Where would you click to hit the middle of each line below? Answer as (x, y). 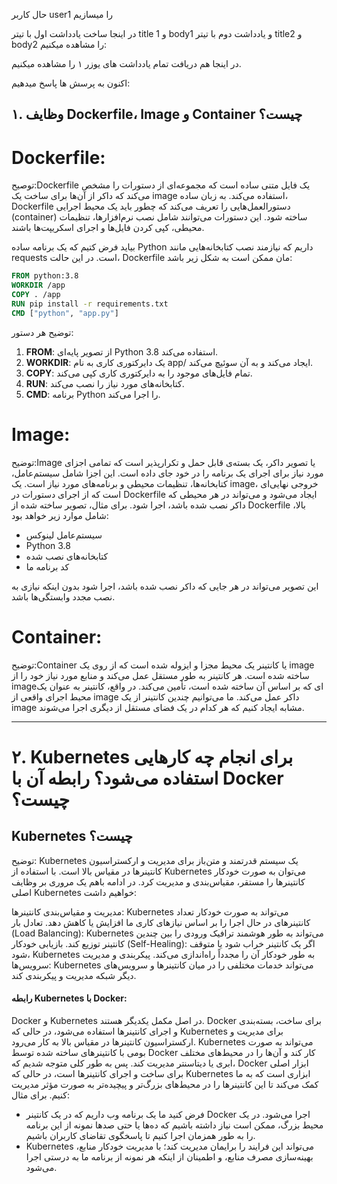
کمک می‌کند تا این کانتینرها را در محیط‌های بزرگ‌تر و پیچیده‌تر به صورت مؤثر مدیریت (165, 1084)
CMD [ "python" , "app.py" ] (65, 313)
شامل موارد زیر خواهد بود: (60, 515)
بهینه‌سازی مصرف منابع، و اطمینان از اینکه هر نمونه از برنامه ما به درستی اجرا (169, 1156)
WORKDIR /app (38, 285)
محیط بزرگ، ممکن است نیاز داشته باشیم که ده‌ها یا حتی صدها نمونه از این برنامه (174, 1125)
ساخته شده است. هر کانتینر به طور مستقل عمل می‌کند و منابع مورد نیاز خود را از (160, 675)
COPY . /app (36, 295)
